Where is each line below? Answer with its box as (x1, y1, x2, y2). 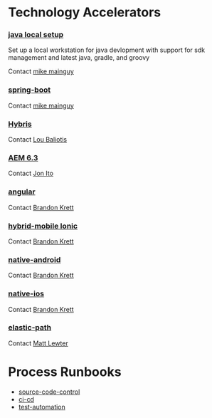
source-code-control (18, 387, 80, 396)
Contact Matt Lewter (8, 339, 68, 348)
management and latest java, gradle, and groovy (8, 53, 150, 62)
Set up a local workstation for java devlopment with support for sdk (8, 46, 206, 54)
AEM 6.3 (8, 153, 38, 162)
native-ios (8, 289, 45, 299)
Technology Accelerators (8, 4, 161, 21)
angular (8, 187, 36, 197)
